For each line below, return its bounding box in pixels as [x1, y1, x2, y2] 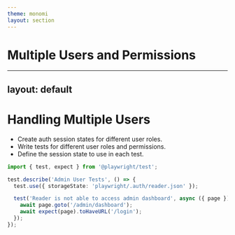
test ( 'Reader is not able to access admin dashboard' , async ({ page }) [13, 195, 230, 202]
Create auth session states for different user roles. [17, 135, 163, 143]
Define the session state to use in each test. [17, 149, 144, 158]
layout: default [7, 83, 73, 95]
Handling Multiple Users [7, 112, 151, 128]
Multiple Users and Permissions [7, 47, 197, 63]
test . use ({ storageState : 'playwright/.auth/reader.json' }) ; [13, 182, 199, 189]
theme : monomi [7, 10, 49, 18]
